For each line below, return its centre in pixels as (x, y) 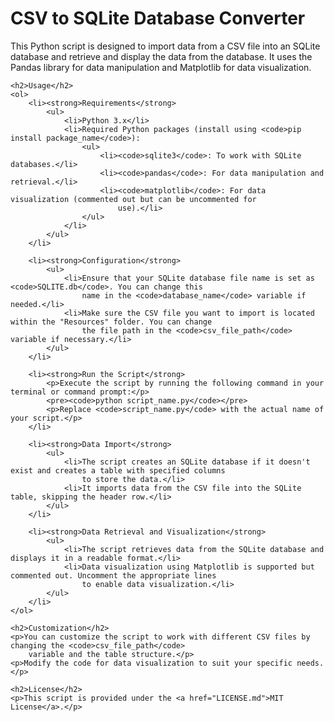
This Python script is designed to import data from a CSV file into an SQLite (165, 46)
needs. (310, 663)
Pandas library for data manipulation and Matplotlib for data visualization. (161, 67)
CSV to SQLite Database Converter (158, 18)
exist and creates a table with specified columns (118, 470)
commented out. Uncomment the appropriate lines (113, 575)
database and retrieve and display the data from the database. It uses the (161, 56)
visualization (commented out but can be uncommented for (133, 199)
